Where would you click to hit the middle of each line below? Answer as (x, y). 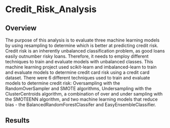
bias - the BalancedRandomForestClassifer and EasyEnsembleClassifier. (81, 104)
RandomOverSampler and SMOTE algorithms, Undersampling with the (78, 89)
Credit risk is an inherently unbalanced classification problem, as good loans (85, 51)
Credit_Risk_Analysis (51, 9)
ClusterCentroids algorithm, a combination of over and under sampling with (84, 94)
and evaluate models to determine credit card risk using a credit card (77, 72)
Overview (21, 28)
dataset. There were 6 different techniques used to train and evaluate (78, 78)
